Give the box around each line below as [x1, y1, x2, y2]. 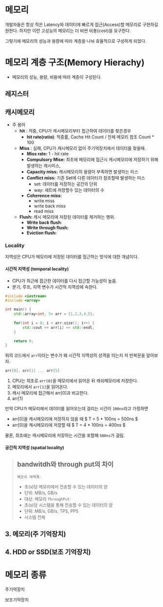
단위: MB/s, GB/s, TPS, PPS [24, 508, 79, 514]
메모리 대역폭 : [17, 474, 41, 479]
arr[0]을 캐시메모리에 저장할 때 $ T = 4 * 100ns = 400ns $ [12, 422, 126, 428]
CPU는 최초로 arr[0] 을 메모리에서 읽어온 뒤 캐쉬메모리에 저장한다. [12, 378, 139, 384]
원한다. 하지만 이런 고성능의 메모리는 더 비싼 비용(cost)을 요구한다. [5, 27, 131, 33]
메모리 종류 [5, 569, 47, 581]
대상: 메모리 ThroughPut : [24, 496, 71, 501]
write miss [34, 198, 55, 204]
